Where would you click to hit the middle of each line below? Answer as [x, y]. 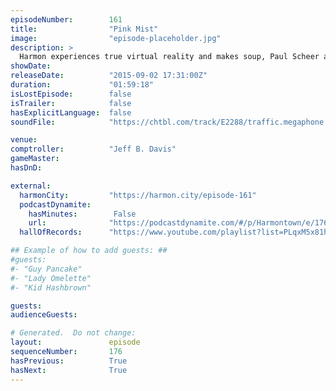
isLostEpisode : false [71, 94]
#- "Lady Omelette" [51, 278]
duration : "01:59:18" [82, 85]
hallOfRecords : [51, 232]
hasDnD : [26, 168]
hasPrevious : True [69, 361]
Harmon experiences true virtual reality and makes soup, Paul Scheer [169, 57]
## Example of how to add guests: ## [89, 251]
